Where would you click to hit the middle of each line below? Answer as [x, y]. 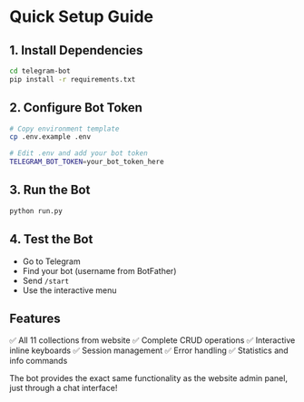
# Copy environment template [64, 129]
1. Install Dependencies [76, 50]
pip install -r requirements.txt [73, 79]
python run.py [36, 211]
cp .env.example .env [50, 137]
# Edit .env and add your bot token [78, 153]
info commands [39, 361]
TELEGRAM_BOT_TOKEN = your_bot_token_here [87, 162]
